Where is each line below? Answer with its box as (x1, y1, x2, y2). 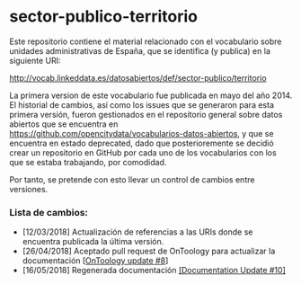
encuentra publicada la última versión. (22, 236, 164, 247)
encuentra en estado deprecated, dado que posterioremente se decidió (9, 138, 274, 148)
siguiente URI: (9, 55, 61, 66)
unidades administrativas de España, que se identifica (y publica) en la (9, 45, 271, 56)
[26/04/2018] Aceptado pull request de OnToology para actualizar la (22, 245, 276, 257)
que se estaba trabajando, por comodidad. (9, 156, 167, 167)
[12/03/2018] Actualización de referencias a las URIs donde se (22, 226, 253, 237)
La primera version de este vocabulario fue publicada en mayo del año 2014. (9, 90, 293, 101)
